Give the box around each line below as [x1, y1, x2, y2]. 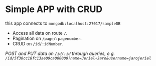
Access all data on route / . [12, 30, 68, 36]
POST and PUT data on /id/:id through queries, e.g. [5, 50, 115, 56]
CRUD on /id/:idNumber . [12, 40, 64, 46]
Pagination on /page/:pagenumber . [12, 35, 82, 41]
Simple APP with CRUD [5, 4, 103, 15]
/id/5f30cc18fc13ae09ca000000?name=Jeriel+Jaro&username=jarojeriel [5, 55, 151, 61]
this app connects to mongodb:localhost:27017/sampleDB [5, 20, 121, 26]
